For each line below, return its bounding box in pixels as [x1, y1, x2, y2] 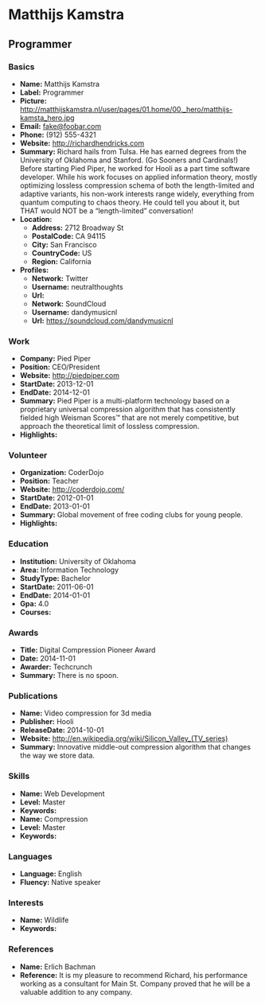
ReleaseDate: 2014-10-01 [19, 726, 104, 735]
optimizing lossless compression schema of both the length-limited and [19, 181, 255, 190]
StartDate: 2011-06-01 [19, 582, 94, 591]
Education [8, 539, 49, 550]
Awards [8, 627, 39, 638]
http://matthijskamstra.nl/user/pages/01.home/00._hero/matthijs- [19, 104, 233, 114]
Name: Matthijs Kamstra [19, 79, 100, 88]
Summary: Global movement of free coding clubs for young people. [19, 510, 244, 520]
